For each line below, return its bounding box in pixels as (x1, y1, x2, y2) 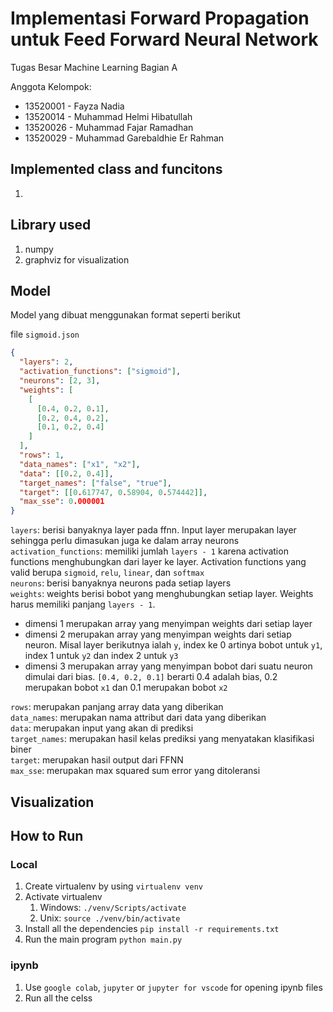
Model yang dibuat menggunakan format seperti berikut (10, 309, 241, 321)
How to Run (10, 827, 84, 844)
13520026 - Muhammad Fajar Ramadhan (24, 121, 194, 133)
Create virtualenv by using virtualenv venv (24, 880, 204, 892)
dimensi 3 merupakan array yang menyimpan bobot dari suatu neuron (24, 660, 313, 672)
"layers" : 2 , (19, 357, 74, 367)
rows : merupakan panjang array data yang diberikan (10, 701, 224, 713)
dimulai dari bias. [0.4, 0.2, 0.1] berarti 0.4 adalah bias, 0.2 (24, 671, 278, 683)
